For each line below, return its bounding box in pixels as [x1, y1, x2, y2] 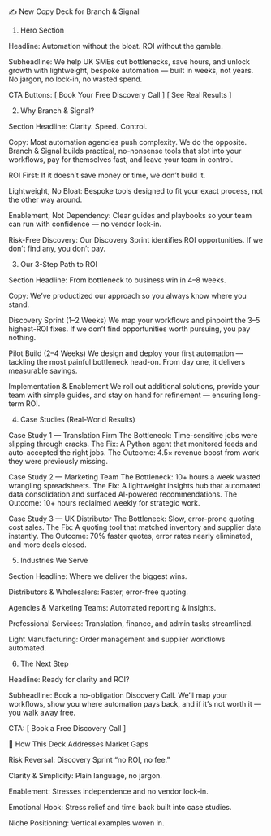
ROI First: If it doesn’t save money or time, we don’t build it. [8, 170, 206, 180]
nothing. [8, 333, 37, 342]
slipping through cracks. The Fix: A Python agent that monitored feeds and [8, 439, 258, 449]
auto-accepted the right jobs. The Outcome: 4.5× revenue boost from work [8, 448, 260, 457]
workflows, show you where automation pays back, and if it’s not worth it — [8, 699, 262, 708]
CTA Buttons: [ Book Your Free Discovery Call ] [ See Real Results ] [8, 90, 232, 99]
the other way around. [8, 195, 83, 204]
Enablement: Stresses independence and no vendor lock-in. [8, 786, 209, 796]
